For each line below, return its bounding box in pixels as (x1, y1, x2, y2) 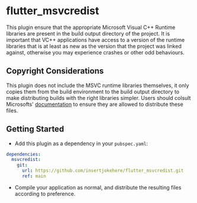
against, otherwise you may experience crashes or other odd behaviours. (6, 49, 185, 56)
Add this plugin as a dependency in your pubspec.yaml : (14, 140, 148, 147)
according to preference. (14, 190, 76, 197)
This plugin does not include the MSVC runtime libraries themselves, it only (6, 82, 189, 89)
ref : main (21, 173, 46, 179)
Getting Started (6, 124, 64, 134)
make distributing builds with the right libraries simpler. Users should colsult (6, 94, 191, 101)
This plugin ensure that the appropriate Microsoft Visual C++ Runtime (6, 24, 176, 31)
